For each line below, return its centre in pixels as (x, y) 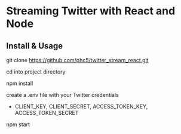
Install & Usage (35, 46)
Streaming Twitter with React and (91, 11)
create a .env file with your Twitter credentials (63, 95)
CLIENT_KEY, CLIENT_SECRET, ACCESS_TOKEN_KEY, (81, 106)
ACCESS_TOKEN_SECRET (47, 113)
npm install (20, 83)
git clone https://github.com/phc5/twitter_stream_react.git (77, 60)
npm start (18, 124)
